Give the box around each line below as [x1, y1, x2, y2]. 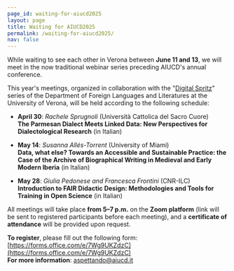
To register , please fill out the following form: [7, 234, 138, 242]
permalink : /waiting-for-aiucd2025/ [7, 29, 114, 37]
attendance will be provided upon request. [7, 220, 131, 228]
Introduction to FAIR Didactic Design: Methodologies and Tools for [17, 184, 214, 193]
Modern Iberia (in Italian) [17, 163, 90, 172]
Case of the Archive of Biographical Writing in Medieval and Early [17, 155, 212, 165]
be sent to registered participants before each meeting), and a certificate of [7, 213, 228, 221]
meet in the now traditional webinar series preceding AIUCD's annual [7, 63, 207, 71]
